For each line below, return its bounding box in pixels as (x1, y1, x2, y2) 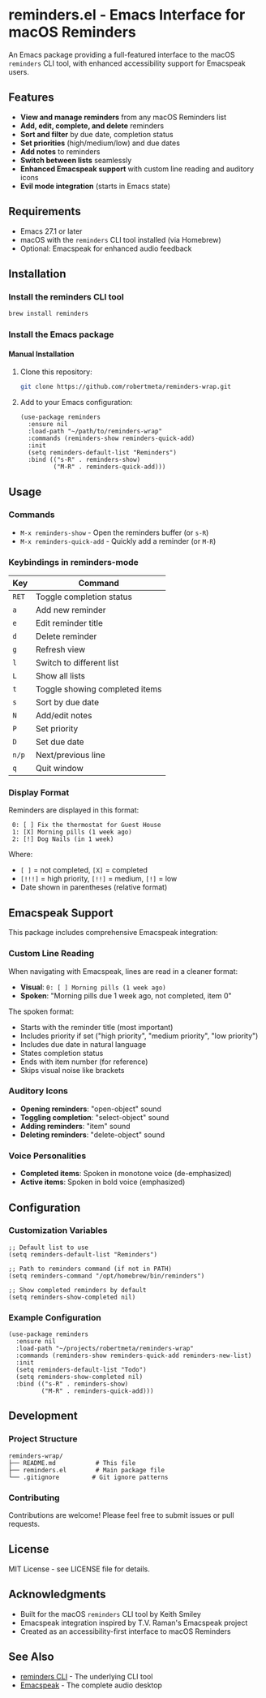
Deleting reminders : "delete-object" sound (19, 1130, 165, 1140)
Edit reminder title (35, 618, 103, 629)
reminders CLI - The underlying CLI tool (19, 1671, 153, 1681)
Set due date (35, 736, 84, 748)
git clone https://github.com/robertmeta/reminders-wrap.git (19, 383, 232, 391)
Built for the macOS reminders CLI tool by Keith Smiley (19, 1609, 201, 1618)
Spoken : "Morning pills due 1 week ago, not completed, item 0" (19, 990, 233, 1000)
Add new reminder (35, 605, 107, 616)
